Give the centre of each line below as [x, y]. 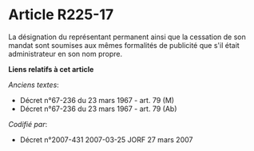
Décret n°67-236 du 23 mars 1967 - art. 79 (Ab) [98, 109]
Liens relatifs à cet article [51, 69]
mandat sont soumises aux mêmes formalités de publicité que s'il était [124, 45]
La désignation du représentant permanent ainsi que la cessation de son [127, 37]
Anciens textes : [34, 85]
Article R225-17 [61, 15]
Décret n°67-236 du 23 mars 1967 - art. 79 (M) [97, 100]
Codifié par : [28, 124]
